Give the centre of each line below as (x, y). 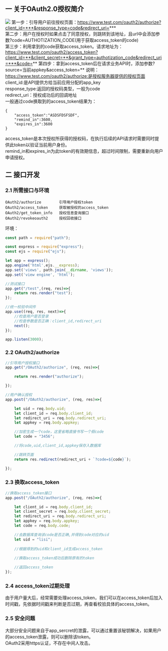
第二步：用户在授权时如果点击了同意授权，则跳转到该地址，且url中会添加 (80, 34)
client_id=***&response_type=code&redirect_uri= (57, 28)
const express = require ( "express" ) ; (45, 247)
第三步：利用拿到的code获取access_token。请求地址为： (64, 46)
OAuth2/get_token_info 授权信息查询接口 (47, 213)
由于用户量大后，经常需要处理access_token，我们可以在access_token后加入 (84, 598)
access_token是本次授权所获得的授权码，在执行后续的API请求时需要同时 (80, 138)
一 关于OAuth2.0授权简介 (45, 9)
